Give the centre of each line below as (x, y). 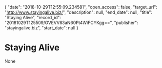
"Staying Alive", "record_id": (33, 17)
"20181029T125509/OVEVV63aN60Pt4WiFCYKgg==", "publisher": (71, 23)
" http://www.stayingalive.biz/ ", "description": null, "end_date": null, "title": (78, 12)
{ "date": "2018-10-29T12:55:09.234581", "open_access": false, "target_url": (81, 7)
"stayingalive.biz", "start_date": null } (41, 28)
